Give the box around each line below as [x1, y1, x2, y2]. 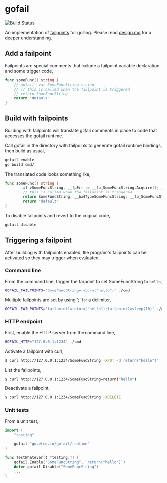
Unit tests [5, 407, 29, 414]
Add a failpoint [5, 49, 51, 58]
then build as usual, [5, 148, 45, 154]
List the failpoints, [5, 367, 42, 373]
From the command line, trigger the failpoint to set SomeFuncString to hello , [5, 278, 162, 284]
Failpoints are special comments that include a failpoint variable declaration [5, 62, 160, 68]
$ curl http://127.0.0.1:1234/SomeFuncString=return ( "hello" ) [5, 377, 137, 382]
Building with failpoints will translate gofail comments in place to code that [5, 127, 157, 133]
